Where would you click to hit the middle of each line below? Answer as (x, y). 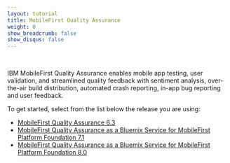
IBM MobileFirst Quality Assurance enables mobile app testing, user (105, 73)
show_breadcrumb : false (42, 33)
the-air (17, 88)
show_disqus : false (36, 40)
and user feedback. (35, 96)
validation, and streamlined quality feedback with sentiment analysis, (107, 80)
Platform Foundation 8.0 (52, 153)
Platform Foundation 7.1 (51, 138)
